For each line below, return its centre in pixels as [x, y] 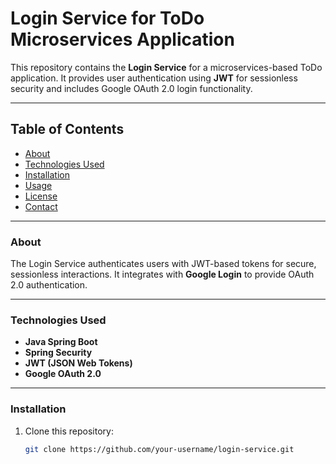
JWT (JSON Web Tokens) [78, 363]
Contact [41, 206]
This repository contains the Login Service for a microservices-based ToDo [166, 67]
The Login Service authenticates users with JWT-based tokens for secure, [163, 264]
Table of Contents [67, 129]
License [41, 196]
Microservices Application [122, 39]
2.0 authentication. [49, 285]
